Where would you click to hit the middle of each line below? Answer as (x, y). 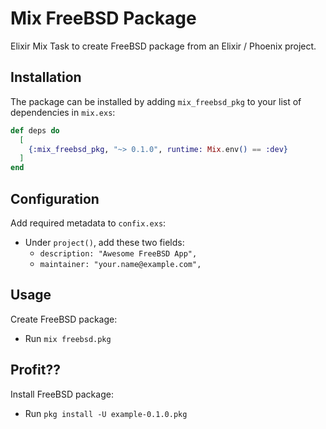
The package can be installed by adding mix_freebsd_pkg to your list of (156, 101)
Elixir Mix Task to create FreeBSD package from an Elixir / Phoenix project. (163, 46)
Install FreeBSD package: (62, 394)
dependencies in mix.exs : (63, 112)
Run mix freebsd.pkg (68, 338)
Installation (46, 77)
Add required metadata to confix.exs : (88, 223)
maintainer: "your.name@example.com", (120, 264)
